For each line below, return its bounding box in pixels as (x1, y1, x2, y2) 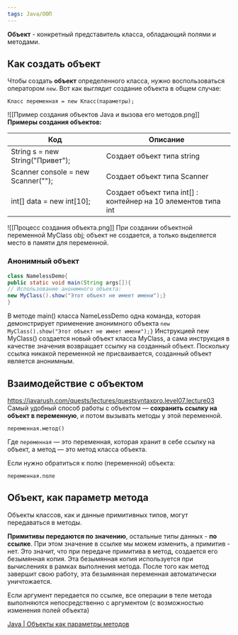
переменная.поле (7, 473, 55, 480)
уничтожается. (7, 577, 52, 585)
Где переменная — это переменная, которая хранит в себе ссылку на (7, 437, 215, 446)
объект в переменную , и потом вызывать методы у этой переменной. (7, 411, 222, 419)
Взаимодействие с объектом (7, 377, 144, 390)
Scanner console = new (11, 167, 90, 177)
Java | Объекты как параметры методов (7, 619, 130, 628)
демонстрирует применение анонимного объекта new (7, 319, 170, 328)
